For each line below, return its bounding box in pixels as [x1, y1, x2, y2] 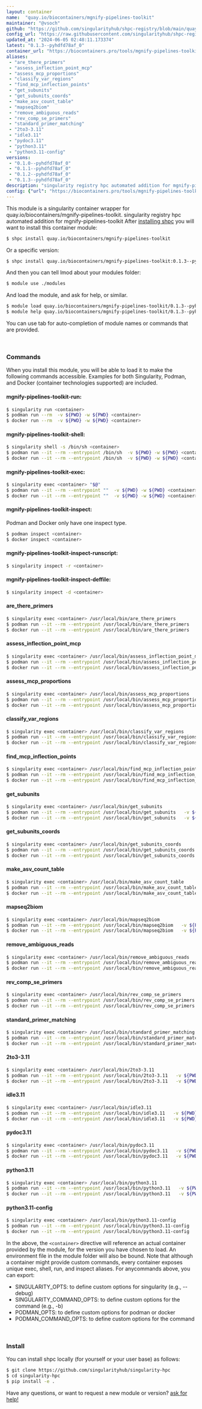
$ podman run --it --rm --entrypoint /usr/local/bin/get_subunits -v [6, 809, 189, 815]
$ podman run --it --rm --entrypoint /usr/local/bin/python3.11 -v [6, 1185, 185, 1191]
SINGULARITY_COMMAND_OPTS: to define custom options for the [14, 1296, 180, 1303]
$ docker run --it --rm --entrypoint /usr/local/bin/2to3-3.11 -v [6, 1078, 182, 1084]
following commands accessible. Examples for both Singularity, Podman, [6, 373, 186, 380]
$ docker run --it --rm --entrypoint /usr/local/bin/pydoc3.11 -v [6, 1153, 182, 1160]
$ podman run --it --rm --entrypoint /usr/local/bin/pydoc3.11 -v [6, 1147, 182, 1154]
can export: [6, 1271, 35, 1278]
